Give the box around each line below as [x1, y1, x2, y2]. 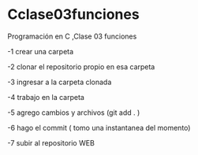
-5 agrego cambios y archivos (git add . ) [7, 108, 140, 117]
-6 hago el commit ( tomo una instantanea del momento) [7, 123, 191, 132]
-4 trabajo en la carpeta [7, 92, 84, 101]
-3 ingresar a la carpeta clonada [7, 77, 112, 87]
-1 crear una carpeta [7, 46, 74, 56]
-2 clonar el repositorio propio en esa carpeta [7, 61, 155, 72]
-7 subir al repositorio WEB [7, 138, 95, 147]
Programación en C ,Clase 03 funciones [7, 31, 137, 41]
